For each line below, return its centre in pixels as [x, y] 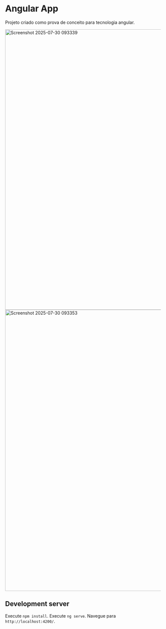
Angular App [32, 9]
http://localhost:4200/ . [30, 621]
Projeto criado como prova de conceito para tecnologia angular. [70, 22]
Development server [37, 604]
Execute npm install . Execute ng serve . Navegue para [61, 616]
